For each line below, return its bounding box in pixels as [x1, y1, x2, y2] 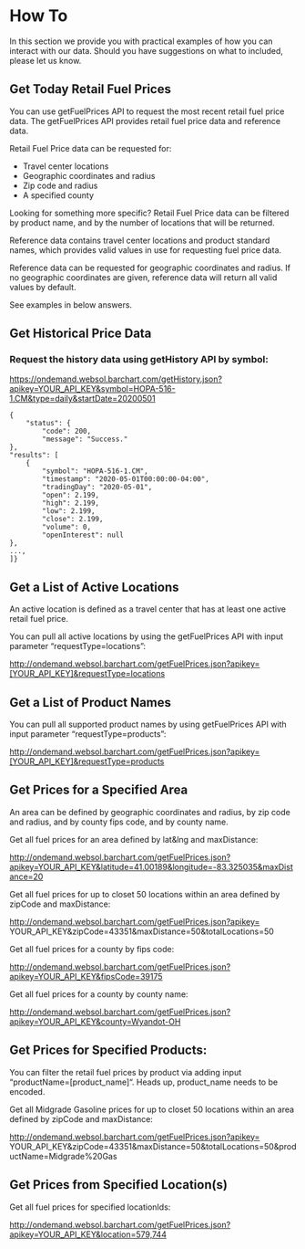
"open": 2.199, [42, 490, 100, 500]
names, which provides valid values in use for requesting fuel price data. [9, 244, 282, 256]
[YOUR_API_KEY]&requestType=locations [9, 668, 166, 679]
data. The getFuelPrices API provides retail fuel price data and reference [9, 115, 280, 126]
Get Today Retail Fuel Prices [9, 81, 171, 97]
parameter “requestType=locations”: [9, 641, 147, 652]
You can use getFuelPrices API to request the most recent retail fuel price [9, 106, 285, 117]
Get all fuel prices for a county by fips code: [9, 943, 175, 954]
